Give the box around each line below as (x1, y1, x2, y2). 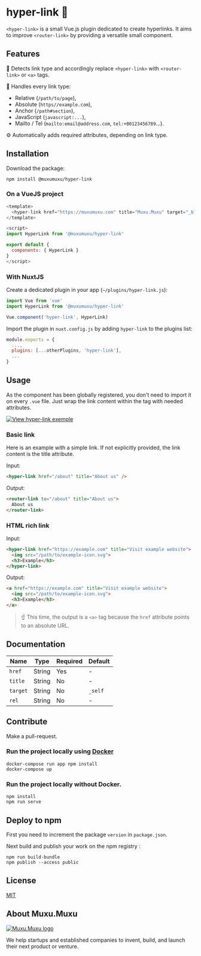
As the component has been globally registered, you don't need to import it (6, 391, 191, 398)
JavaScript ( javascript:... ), (14, 113, 86, 120)
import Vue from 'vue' (6, 298, 63, 304)
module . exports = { (6, 336, 55, 343)
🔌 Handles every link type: (6, 83, 71, 90)
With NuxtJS (6, 272, 44, 281)
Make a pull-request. (6, 732, 58, 739)
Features (6, 49, 40, 59)
